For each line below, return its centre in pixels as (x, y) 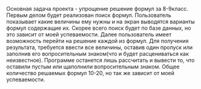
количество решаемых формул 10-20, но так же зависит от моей (90, 73)
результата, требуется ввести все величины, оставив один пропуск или (99, 47)
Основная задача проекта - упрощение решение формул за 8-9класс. (97, 9)
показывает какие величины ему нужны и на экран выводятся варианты (100, 21)
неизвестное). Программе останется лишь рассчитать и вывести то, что (100, 60)
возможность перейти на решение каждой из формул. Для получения (97, 41)
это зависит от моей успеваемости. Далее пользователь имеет (89, 35)
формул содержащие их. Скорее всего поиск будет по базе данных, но (99, 28)
